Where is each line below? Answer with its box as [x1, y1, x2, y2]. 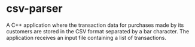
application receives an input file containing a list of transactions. [6, 34, 166, 41]
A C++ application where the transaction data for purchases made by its [6, 21, 184, 29]
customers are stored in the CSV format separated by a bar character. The [6, 27, 190, 35]
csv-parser [6, 2, 63, 15]
